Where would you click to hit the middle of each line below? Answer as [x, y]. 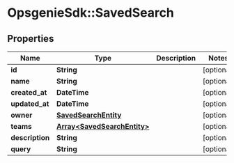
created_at [29, 92]
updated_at [30, 104]
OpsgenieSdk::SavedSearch [91, 13]
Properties [31, 39]
